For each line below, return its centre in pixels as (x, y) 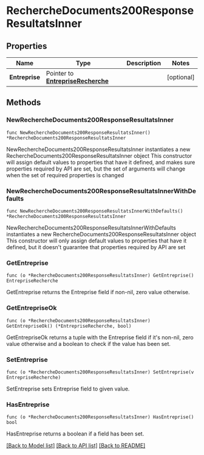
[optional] (181, 77)
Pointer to (60, 73)
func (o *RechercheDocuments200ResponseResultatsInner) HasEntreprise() (100, 417)
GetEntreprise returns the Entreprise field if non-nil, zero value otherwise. (98, 292)
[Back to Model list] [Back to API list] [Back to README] (76, 446)
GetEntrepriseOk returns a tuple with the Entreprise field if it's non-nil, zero (100, 337)
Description (144, 63)
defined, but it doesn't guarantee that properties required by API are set (96, 247)
